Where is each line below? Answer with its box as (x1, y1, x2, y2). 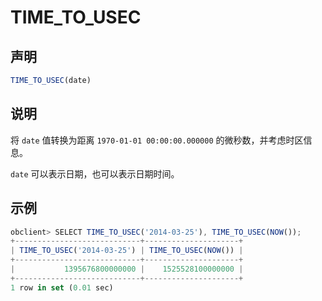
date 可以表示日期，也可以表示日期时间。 (10, 167, 180, 180)
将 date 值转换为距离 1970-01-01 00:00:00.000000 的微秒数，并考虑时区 (10, 134, 304, 146)
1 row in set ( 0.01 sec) (10, 282, 114, 293)
